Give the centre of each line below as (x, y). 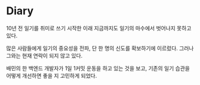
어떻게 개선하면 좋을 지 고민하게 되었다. (52, 75)
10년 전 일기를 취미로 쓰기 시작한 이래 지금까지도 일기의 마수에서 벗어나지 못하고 (99, 28)
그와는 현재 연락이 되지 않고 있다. (44, 55)
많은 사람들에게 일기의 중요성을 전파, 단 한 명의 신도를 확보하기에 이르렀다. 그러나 (100, 48)
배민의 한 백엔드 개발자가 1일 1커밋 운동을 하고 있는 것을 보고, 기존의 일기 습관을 (98, 68)
